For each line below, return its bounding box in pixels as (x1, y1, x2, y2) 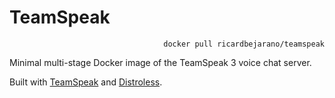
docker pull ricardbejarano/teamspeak (163, 39, 325, 49)
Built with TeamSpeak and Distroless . (9, 76, 163, 88)
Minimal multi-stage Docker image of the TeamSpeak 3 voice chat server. (9, 56, 312, 68)
